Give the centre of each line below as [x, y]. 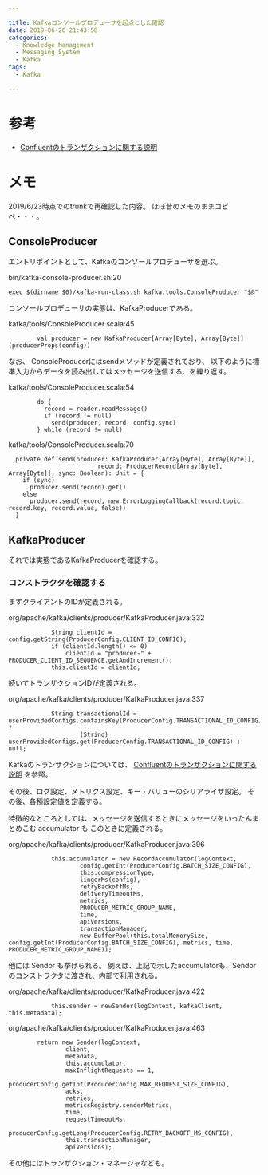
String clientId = [81, 632]
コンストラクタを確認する [57, 583]
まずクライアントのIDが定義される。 [68, 601]
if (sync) [39, 481]
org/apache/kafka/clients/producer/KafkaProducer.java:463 [107, 1027]
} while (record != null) [80, 430]
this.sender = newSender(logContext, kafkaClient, [137, 1006]
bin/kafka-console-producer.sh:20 [65, 278]
